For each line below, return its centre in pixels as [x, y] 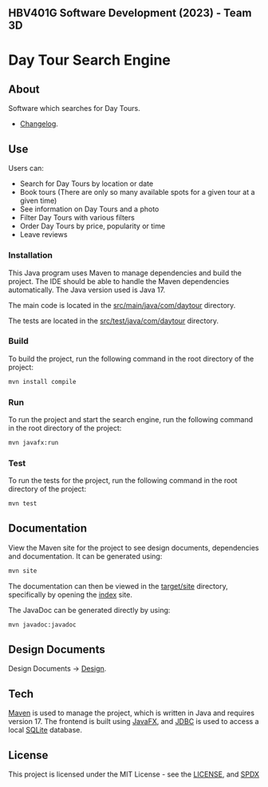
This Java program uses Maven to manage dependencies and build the [125, 273]
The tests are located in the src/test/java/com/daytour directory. [114, 320]
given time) [38, 201]
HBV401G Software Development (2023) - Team [130, 13]
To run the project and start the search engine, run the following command [131, 419]
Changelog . [39, 124]
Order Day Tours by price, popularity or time [93, 226]
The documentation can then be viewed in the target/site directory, [118, 586]
